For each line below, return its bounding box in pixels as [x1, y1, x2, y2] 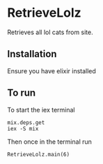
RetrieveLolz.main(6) [7, 151, 70, 158]
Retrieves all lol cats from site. [7, 28, 94, 36]
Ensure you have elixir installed [7, 66, 96, 75]
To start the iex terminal [7, 105, 75, 114]
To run [7, 87, 36, 99]
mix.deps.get [7, 119, 45, 126]
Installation [7, 48, 57, 60]
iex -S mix [7, 125, 39, 132]
